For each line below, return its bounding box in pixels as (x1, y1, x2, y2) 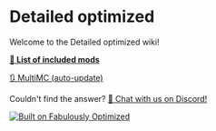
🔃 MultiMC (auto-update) (9, 72, 103, 83)
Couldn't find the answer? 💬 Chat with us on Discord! (9, 93, 208, 104)
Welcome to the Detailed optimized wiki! (9, 36, 161, 47)
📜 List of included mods (9, 54, 100, 65)
